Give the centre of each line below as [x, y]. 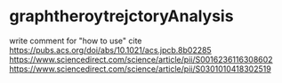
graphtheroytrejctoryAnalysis [121, 16]
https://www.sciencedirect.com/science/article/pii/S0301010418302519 [140, 69]
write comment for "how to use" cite [76, 41]
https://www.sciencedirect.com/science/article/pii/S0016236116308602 [141, 59]
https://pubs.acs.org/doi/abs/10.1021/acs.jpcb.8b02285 [110, 49]
